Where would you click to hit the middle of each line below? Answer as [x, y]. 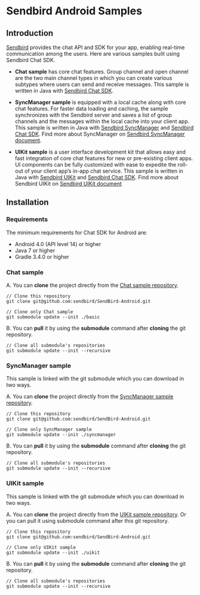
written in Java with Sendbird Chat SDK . [64, 91]
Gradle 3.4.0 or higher [42, 257]
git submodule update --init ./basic [53, 317]
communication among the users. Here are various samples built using [93, 54]
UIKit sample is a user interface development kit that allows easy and [100, 152]
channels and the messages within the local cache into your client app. [102, 121]
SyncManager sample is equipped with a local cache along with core [100, 102]
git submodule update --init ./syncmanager [61, 435]
